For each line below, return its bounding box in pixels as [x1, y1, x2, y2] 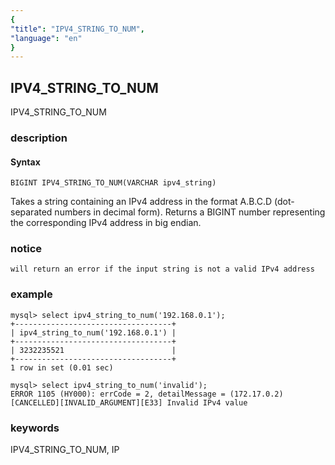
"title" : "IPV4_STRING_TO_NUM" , [10, 24, 145, 34]
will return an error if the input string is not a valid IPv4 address [10, 264, 315, 275]
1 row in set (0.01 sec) [10, 362, 114, 373]
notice [10, 242, 43, 256]
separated [10, 206, 53, 218]
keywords [10, 421, 60, 435]
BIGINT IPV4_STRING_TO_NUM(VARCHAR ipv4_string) [10, 178, 217, 188]
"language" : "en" [10, 33, 83, 43]
